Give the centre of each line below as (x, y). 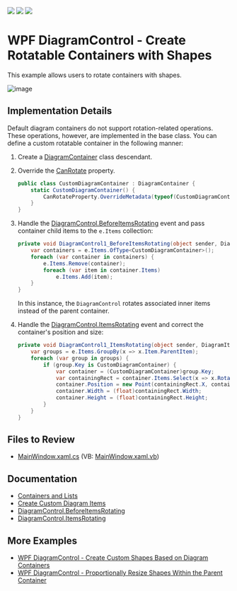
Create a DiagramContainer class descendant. (85, 156)
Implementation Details (60, 111)
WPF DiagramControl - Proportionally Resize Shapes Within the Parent (120, 573)
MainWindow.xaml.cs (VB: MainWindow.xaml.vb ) (88, 457)
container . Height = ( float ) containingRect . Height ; (132, 398)
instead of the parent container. (63, 311)
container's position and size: (60, 332)
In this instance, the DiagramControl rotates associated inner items (114, 304)
